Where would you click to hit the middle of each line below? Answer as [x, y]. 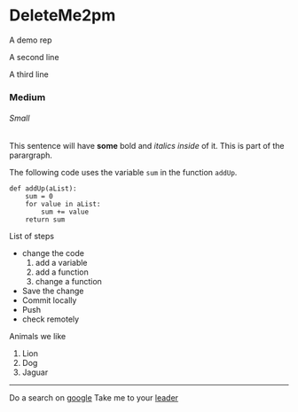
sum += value [65, 212]
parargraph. [31, 155]
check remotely [51, 319]
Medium [27, 97]
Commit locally [49, 300]
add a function [62, 272]
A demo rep [31, 40]
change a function [68, 282]
